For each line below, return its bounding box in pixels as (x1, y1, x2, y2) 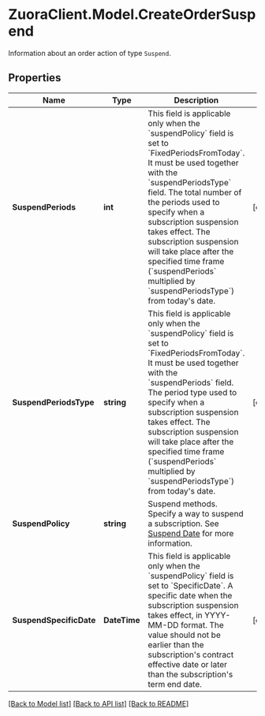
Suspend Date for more (147, 528, 234, 539)
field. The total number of (147, 187, 242, 198)
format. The (180, 619, 225, 630)
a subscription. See (147, 518, 219, 529)
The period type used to (147, 386, 237, 397)
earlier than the (147, 639, 204, 650)
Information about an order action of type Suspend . (8, 48, 171, 58)
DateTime (103, 614, 140, 625)
